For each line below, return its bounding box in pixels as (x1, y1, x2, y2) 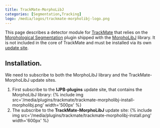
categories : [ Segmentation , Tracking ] (5, 12, 82, 17)
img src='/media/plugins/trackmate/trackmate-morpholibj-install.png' (12, 112, 152, 118)
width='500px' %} (45, 102, 82, 108)
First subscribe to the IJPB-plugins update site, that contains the (12, 87, 142, 92)
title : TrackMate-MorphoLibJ (5, 7, 64, 12)
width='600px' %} (12, 118, 49, 124)
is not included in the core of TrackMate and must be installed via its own (5, 40, 152, 46)
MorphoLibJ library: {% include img (12, 92, 84, 98)
